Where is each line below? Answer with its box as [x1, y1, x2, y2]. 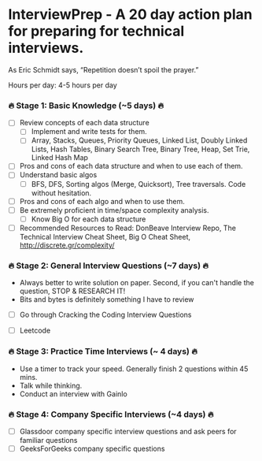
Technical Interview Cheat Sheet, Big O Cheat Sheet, [19, 232, 191, 241]
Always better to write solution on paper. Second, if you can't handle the [19, 278, 254, 288]
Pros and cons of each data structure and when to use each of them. [19, 162, 243, 171]
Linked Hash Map [31, 153, 89, 162]
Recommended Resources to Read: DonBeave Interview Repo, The [19, 223, 236, 232]
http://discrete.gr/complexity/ [19, 240, 116, 250]
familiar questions [19, 435, 78, 444]
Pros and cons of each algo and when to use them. [19, 196, 185, 206]
